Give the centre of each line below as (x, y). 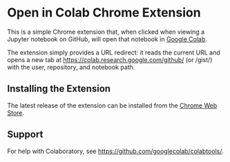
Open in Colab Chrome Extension (104, 13)
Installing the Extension (59, 89)
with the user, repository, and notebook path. (71, 67)
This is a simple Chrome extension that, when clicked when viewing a (106, 32)
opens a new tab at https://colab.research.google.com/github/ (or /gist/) (110, 59)
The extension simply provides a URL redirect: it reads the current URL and (114, 52)
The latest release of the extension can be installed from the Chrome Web (112, 105)
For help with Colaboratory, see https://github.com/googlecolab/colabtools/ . (115, 151)
